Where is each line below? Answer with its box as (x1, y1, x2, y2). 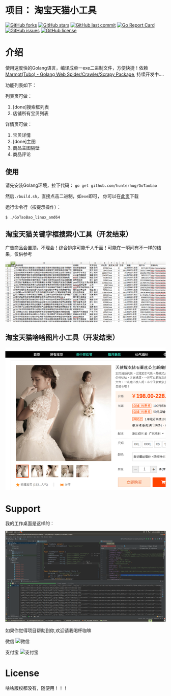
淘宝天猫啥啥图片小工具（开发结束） (5, 333, 119, 342)
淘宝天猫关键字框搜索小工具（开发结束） (5, 230, 132, 238)
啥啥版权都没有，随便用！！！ (5, 685, 68, 691)
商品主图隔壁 (12, 144, 40, 151)
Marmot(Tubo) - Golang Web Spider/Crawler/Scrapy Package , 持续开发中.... (5, 71, 164, 77)
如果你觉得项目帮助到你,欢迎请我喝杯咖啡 (5, 627, 92, 634)
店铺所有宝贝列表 (12, 110, 49, 116)
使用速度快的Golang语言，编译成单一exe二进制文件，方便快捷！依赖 (5, 64, 149, 71)
